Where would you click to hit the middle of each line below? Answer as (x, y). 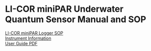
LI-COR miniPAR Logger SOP (34, 33)
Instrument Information (28, 38)
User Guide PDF (21, 43)
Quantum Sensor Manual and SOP (75, 19)
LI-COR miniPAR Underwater (64, 9)
